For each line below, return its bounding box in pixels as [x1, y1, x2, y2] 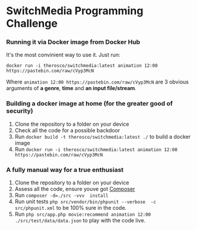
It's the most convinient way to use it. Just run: [6, 52, 120, 59]
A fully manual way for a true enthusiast [6, 165, 124, 174]
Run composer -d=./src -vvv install [14, 191, 109, 199]
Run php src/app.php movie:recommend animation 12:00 [14, 210, 151, 218]
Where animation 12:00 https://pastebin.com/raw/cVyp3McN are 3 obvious [6, 78, 189, 85]
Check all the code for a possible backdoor [14, 126, 120, 134]
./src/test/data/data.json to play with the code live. [14, 217, 146, 224]
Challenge [6, 17, 58, 30]
